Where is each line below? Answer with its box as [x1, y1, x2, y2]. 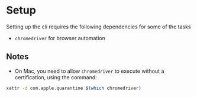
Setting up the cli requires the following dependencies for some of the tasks [6, 23, 191, 30]
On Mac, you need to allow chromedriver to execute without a [14, 67, 164, 75]
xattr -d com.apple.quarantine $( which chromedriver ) [6, 85, 142, 91]
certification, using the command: [14, 73, 98, 80]
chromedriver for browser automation [14, 34, 105, 41]
